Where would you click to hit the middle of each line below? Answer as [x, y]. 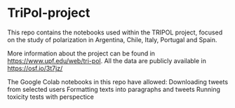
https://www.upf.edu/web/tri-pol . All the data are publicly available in [107, 60]
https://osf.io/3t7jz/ [35, 68]
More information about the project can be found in [81, 53]
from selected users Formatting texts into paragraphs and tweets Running [114, 89]
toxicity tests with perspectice [51, 97]
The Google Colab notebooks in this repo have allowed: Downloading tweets [118, 81]
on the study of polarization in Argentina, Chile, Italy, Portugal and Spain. [112, 39]
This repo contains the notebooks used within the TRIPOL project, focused [115, 32]
